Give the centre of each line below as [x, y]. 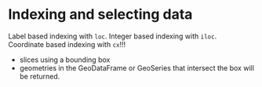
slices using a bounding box [65, 60]
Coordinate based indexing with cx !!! [67, 44]
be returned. [40, 76]
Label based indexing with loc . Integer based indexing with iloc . [113, 36]
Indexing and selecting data [100, 14]
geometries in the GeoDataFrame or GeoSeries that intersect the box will [137, 67]
